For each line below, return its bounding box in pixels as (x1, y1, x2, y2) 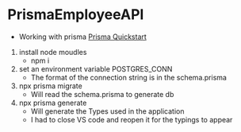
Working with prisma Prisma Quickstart (18, 32, 147, 41)
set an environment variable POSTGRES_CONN (18, 64, 173, 73)
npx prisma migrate (18, 81, 82, 91)
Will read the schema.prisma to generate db (30, 89, 174, 99)
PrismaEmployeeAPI (7, 6, 144, 24)
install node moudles (18, 47, 87, 56)
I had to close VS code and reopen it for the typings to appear (30, 115, 233, 124)
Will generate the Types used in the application (30, 106, 185, 116)
